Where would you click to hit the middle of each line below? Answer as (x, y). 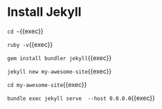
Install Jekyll (44, 12)
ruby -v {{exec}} (30, 44)
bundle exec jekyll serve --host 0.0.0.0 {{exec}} (81, 98)
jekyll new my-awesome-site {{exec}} (60, 71)
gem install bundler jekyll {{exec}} (60, 58)
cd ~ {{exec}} (25, 31)
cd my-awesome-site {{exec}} (47, 84)
